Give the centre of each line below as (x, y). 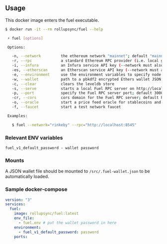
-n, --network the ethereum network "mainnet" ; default (80, 56)
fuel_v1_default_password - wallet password (52, 148)
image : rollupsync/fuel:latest (46, 214)
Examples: (17, 116)
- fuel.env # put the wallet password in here (67, 223)
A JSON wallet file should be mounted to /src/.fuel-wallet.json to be (78, 171)
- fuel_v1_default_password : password (58, 232)
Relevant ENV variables (34, 138)
